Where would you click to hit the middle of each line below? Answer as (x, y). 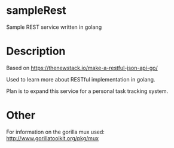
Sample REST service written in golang (54, 27)
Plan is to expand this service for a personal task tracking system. (87, 91)
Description (36, 51)
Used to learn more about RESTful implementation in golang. (81, 79)
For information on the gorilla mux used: (55, 132)
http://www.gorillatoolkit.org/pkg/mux (53, 138)
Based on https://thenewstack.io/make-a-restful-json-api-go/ (82, 68)
